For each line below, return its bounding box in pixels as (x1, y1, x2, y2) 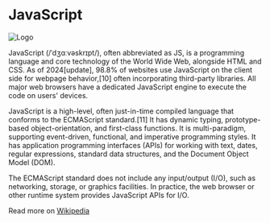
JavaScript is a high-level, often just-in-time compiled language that (8, 106, 235, 116)
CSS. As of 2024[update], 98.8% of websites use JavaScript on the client (8, 64, 252, 74)
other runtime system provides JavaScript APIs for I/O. (8, 190, 189, 200)
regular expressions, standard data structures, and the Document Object (8, 149, 249, 159)
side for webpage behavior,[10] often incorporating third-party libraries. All (8, 73, 256, 83)
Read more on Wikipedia (8, 205, 90, 215)
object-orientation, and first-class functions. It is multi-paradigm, (31, 123, 247, 133)
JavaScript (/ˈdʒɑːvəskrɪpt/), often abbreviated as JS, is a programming (8, 47, 245, 57)
